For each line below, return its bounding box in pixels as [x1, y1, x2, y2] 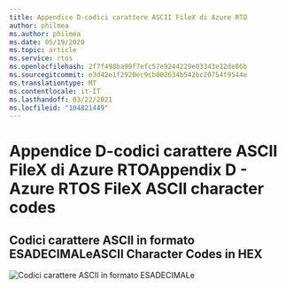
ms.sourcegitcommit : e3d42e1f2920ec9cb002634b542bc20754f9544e [9, 71, 248, 80]
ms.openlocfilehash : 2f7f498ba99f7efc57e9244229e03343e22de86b [9, 63, 248, 72]
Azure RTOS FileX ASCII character [9, 178, 264, 199]
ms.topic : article [9, 46, 77, 55]
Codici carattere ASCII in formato [9, 232, 195, 247]
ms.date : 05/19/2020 [9, 37, 86, 47]
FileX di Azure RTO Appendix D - [9, 160, 248, 180]
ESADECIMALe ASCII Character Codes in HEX [9, 246, 263, 261]
